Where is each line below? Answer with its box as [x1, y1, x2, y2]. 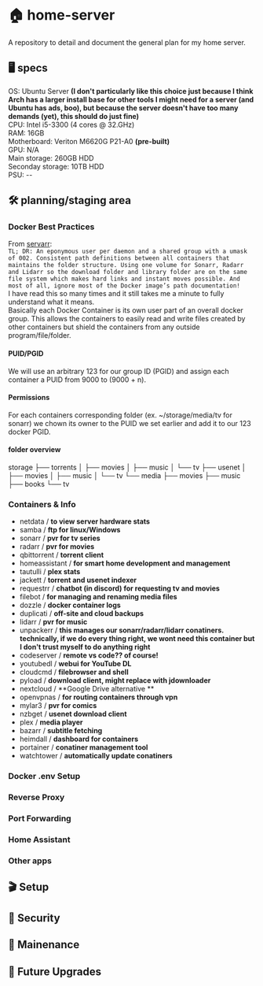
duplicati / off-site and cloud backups [19, 609, 144, 618]
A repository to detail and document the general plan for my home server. [8, 37, 246, 47]
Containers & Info [8, 499, 76, 510]
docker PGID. [8, 427, 51, 436]
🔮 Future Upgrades [8, 965, 102, 978]
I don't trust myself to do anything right [19, 643, 151, 652]
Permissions [8, 393, 50, 402]
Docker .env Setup [8, 771, 81, 782]
